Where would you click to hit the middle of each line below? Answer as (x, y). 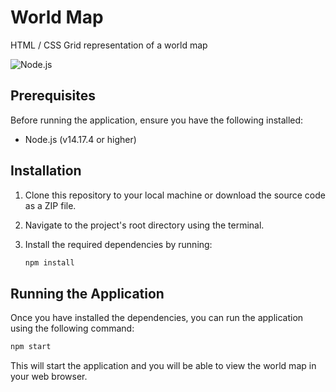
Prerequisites (53, 96)
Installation (46, 171)
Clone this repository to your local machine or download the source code (175, 195)
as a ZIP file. (50, 205)
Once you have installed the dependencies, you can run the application (157, 318)
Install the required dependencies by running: (118, 244)
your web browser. (49, 377)
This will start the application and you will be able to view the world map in (163, 366)
